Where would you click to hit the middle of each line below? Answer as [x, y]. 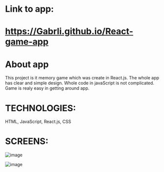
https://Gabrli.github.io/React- [69, 32]
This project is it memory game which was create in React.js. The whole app [82, 78]
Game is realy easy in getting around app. [47, 88]
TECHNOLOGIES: [41, 108]
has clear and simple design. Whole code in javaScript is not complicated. [80, 83]
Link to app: [29, 9]
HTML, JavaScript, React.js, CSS [38, 122]
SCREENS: [27, 141]
